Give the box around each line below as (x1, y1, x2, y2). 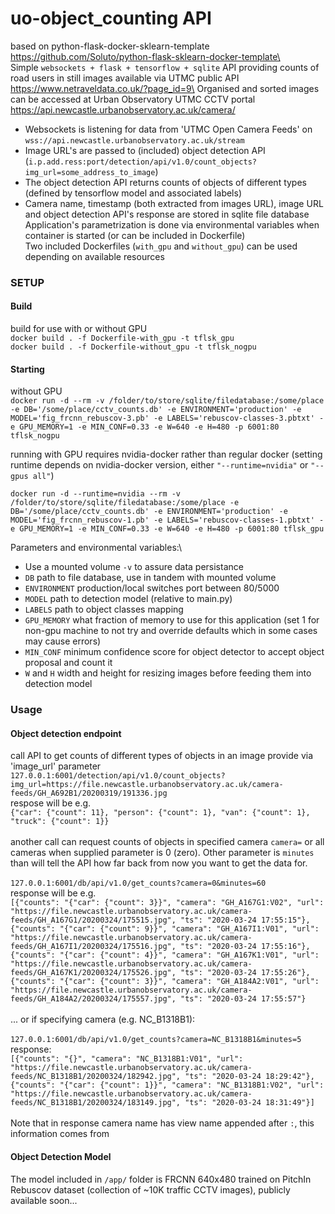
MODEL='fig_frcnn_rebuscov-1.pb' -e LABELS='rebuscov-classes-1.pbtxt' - (10, 515, 325, 526)
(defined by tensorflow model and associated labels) (24, 187, 242, 199)
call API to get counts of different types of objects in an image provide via (10, 750, 314, 762)
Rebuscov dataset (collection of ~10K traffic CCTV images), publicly (10, 1183, 291, 1196)
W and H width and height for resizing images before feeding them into (24, 667, 312, 679)
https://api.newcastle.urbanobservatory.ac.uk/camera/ (10, 103, 236, 116)
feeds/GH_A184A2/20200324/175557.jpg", (10, 994, 177, 1004)
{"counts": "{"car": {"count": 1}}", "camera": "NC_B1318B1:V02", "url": (10, 1080, 325, 1091)
